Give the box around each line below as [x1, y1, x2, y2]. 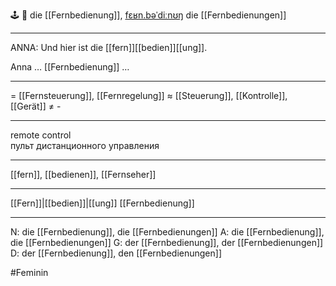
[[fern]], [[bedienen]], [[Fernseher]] [10, 169, 157, 180]
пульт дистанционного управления [10, 140, 160, 151]
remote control [10, 129, 72, 141]
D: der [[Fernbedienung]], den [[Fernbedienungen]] [10, 247, 223, 259]
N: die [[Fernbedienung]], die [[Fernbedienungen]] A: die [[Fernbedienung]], [10, 226, 325, 238]
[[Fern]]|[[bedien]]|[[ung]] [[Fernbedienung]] [10, 197, 195, 209]
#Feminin [10, 267, 49, 278]
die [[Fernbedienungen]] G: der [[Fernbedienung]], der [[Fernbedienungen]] [10, 237, 324, 248]
